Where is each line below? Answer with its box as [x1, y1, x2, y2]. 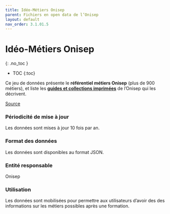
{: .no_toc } [5, 60, 28, 67]
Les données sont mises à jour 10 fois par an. [5, 125, 100, 131]
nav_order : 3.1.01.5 [5, 21, 49, 27]
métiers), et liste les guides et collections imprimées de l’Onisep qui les [5, 85, 156, 91]
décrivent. [5, 91, 27, 97]
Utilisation [5, 186, 31, 193]
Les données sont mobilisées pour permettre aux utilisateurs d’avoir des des [5, 198, 165, 204]
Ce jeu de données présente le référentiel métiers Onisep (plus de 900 [5, 80, 155, 86]
